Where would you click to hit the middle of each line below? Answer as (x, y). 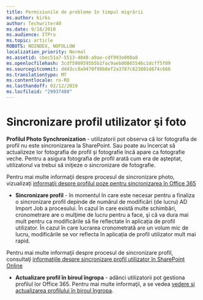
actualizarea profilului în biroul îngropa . (65, 290)
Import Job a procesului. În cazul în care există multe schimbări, (96, 208)
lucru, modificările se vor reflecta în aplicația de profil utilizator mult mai (105, 234)
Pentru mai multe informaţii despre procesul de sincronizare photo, (90, 177)
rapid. (23, 241)
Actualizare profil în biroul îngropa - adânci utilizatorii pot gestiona (100, 277)
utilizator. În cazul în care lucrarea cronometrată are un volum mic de (102, 228)
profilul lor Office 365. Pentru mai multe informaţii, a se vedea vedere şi (105, 284)
